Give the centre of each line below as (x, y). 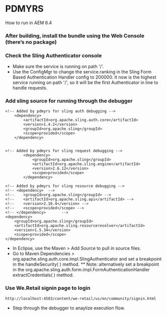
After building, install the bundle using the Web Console (75, 36)
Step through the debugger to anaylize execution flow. (69, 308)
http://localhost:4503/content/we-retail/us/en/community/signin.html (81, 298)
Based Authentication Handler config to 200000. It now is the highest (84, 77)
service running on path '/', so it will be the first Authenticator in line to (85, 83)
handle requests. (30, 88)
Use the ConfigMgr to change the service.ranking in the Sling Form (82, 72)
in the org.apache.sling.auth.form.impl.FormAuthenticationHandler (81, 270)
